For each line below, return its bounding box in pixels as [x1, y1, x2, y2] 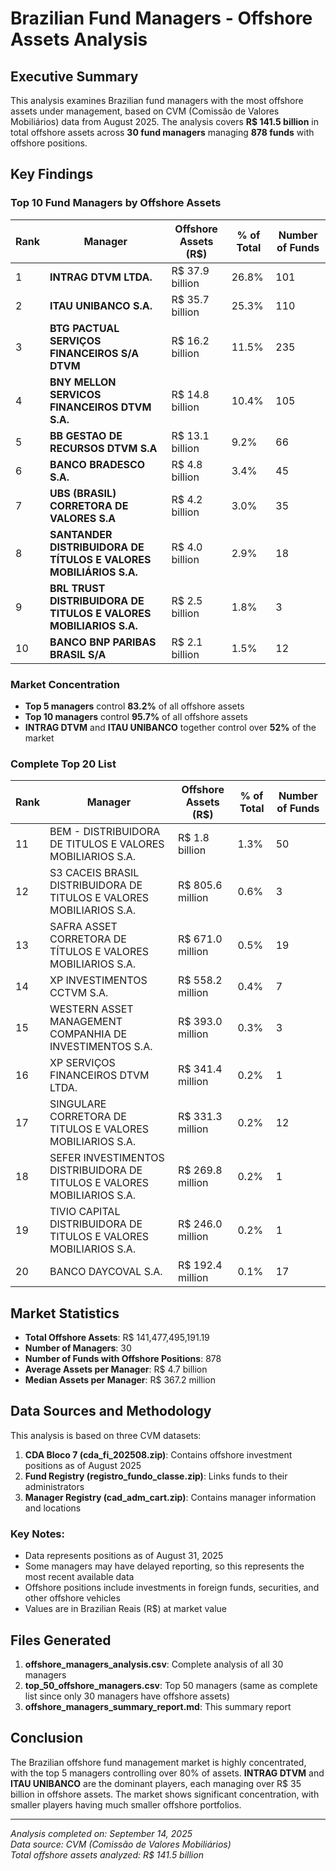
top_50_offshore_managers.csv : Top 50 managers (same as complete [24, 1680, 318, 1692]
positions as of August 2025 [24, 1459, 142, 1471]
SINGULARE [49, 1097, 107, 1111]
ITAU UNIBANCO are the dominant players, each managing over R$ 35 [10, 1777, 302, 1789]
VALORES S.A [49, 511, 117, 525]
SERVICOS [49, 387, 102, 401]
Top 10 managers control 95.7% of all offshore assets [24, 710, 248, 722]
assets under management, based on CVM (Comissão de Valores [10, 105, 280, 117]
